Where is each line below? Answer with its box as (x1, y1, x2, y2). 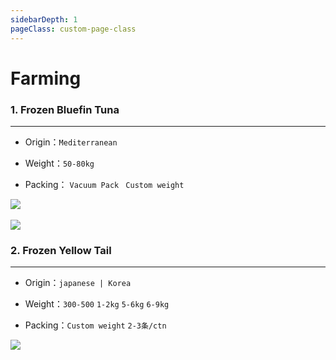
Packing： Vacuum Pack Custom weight (24, 178, 185, 190)
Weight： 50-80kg (24, 157, 95, 169)
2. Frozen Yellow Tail (10, 243, 112, 257)
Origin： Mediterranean (24, 136, 118, 148)
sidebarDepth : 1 (10, 14, 78, 25)
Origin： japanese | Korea (24, 277, 132, 289)
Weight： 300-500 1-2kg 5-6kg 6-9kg (24, 298, 170, 310)
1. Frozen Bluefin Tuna (10, 102, 120, 116)
